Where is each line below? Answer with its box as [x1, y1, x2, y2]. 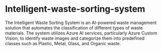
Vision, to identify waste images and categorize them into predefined [5, 35, 145, 41]
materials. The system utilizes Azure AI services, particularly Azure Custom [5, 30, 158, 36]
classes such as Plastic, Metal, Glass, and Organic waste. [5, 40, 121, 46]
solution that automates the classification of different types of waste [5, 25, 143, 30]
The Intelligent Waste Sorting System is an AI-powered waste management [5, 20, 157, 25]
